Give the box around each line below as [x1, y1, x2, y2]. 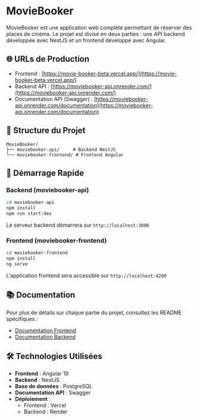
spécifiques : [6, 315, 38, 322]
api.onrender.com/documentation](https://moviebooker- [14, 102, 153, 109]
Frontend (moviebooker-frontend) [6, 236, 107, 245]
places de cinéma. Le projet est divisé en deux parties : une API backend [6, 30, 185, 37]
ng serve [6, 261, 28, 267]
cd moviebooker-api [6, 199, 55, 206]
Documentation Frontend [14, 327, 76, 334]
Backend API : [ [14, 83, 53, 90]
